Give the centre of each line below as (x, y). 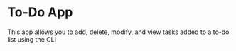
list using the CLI (32, 39)
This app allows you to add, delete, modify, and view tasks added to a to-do (118, 32)
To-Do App (40, 12)
